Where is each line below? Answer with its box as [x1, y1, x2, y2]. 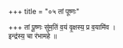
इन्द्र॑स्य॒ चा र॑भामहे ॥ [8, 31, 58, 40]
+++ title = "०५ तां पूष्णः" [8, 7, 80, 16]
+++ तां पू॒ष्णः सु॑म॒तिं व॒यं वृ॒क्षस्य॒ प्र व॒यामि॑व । [8, 23, 116, 31]
